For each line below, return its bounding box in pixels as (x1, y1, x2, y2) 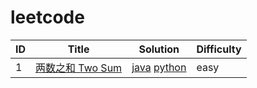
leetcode (10, 6, 85, 29)
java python (131, 60, 187, 74)
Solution (138, 42, 180, 56)
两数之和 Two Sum (35, 61, 123, 75)
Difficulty (196, 42, 242, 56)
